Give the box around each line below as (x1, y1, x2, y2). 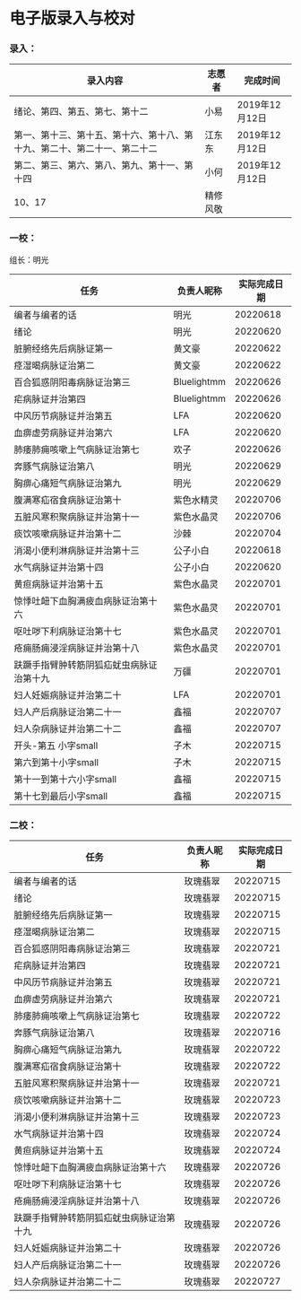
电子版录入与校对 (9, 8, 136, 29)
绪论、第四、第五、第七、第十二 (13, 105, 150, 118)
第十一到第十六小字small (13, 772, 117, 785)
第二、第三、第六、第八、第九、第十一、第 (13, 159, 194, 171)
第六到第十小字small (13, 755, 99, 768)
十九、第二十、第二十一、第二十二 (13, 143, 159, 155)
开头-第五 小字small (13, 739, 99, 752)
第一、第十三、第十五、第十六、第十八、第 (13, 129, 194, 142)
